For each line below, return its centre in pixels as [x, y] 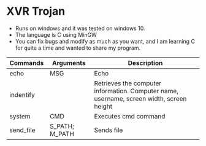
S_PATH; [62, 126]
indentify [22, 94]
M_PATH [62, 134]
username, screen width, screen [140, 98]
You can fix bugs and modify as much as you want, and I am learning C [105, 41]
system [20, 116]
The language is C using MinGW [56, 34]
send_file [22, 130]
